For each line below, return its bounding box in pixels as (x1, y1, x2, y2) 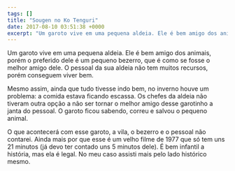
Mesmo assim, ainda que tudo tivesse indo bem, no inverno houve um (7, 84, 209, 93)
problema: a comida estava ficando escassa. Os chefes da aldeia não (7, 92, 208, 101)
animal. (7, 114, 29, 123)
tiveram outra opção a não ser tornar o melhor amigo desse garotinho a (7, 99, 213, 108)
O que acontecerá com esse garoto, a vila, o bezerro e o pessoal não (7, 128, 206, 136)
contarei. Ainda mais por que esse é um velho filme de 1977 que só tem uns (7, 135, 225, 144)
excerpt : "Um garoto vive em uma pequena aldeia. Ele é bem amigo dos (7, 29, 218, 37)
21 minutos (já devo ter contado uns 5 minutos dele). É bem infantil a (7, 142, 205, 151)
